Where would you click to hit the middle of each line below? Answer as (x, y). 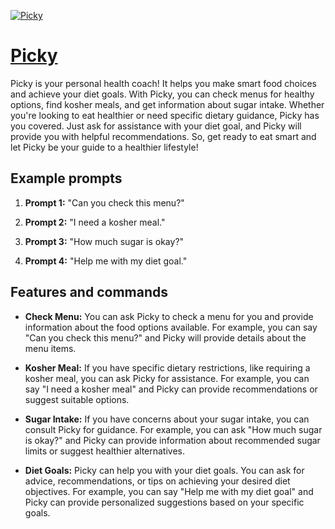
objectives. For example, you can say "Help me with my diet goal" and (169, 491)
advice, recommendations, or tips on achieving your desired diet (157, 481)
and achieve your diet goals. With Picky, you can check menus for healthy (162, 94)
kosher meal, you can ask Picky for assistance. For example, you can (167, 378)
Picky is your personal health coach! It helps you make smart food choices (163, 83)
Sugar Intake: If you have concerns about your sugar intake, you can (167, 419)
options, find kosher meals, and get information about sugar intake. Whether (167, 104)
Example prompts (66, 178)
